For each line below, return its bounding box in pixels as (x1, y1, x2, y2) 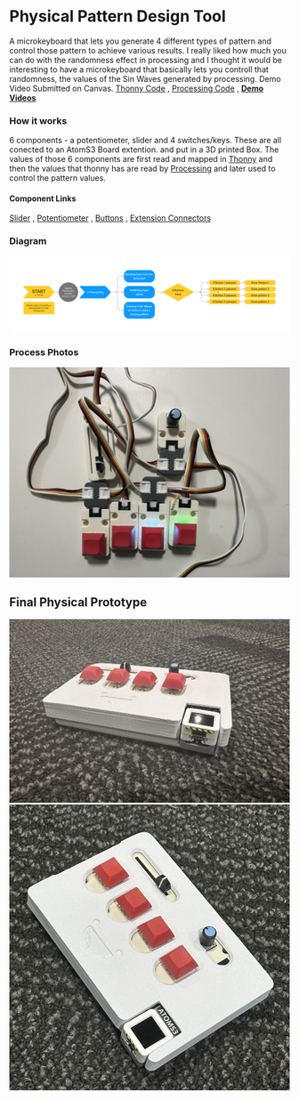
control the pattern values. (9, 173, 107, 183)
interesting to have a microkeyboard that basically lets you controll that (9, 64, 270, 75)
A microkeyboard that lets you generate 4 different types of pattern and (9, 36, 271, 46)
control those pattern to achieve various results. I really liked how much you (9, 44, 287, 55)
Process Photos (9, 346, 79, 359)
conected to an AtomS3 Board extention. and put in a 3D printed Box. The (9, 144, 279, 155)
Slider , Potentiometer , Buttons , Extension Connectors (9, 213, 212, 223)
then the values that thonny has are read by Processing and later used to (9, 163, 276, 174)
